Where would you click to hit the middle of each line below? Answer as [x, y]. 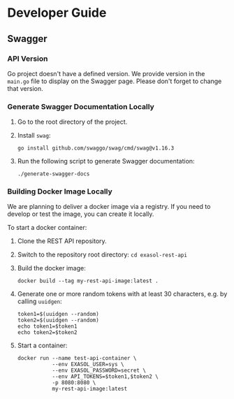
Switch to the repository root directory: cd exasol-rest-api [102, 255]
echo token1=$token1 [47, 326]
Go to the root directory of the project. [72, 122]
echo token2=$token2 [47, 333]
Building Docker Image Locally [60, 191]
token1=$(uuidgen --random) [58, 314]
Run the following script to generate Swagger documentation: [106, 161]
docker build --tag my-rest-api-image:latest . [88, 281]
